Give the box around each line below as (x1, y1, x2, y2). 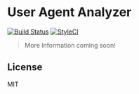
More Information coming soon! (24, 41, 116, 49)
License (7, 61, 43, 74)
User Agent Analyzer (7, 4, 132, 20)
